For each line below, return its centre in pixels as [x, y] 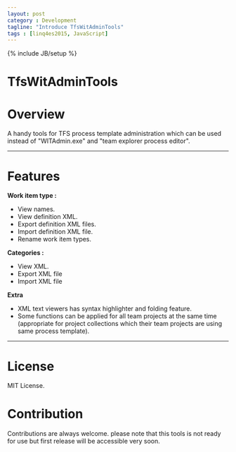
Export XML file [40, 274]
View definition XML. [47, 217]
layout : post [26, 14]
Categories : [26, 253]
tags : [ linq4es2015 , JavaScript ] [58, 33]
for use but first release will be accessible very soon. [84, 441]
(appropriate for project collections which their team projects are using [120, 324]
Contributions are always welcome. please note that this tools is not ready [114, 434]
